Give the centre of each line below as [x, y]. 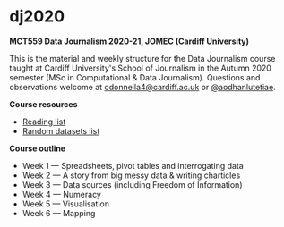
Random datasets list [61, 130]
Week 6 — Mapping [59, 213]
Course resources [43, 104]
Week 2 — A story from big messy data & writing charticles [131, 175]
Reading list [44, 122]
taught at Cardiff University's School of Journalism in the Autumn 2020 [140, 68]
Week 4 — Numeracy [61, 194]
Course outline [37, 148]
